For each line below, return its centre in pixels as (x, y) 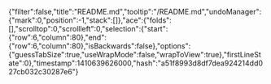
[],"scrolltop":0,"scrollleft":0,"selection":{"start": (88, 29)
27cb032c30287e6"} (44, 71)
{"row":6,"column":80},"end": (58, 37)
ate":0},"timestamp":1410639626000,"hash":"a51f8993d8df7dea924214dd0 (135, 63)
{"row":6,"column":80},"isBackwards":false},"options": (100, 46)
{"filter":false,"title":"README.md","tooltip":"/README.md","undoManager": (135, 12)
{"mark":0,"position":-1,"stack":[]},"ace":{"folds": (90, 20)
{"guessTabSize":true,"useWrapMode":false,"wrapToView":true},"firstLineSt (135, 55)
